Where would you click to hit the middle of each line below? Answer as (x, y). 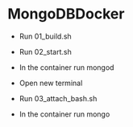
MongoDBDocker (66, 14)
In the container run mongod (66, 67)
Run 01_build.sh (45, 36)
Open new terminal (51, 83)
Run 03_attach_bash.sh (58, 98)
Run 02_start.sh (45, 51)
